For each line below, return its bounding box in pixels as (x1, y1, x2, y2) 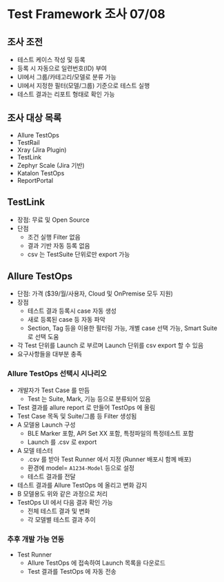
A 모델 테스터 (17, 446, 53, 454)
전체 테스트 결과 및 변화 (27, 507, 91, 515)
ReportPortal (17, 176, 54, 184)
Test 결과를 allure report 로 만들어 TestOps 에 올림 (17, 403, 156, 411)
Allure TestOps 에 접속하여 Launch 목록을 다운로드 (27, 559, 166, 567)
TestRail (17, 138, 40, 146)
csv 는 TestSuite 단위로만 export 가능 (27, 250, 130, 258)
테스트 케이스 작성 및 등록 (17, 56, 86, 64)
